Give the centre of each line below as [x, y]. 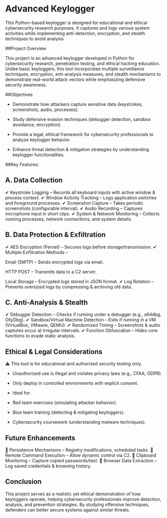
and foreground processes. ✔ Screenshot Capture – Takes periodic [74, 203]
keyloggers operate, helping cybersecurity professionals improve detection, [83, 499]
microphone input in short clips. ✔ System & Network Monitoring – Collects [82, 213]
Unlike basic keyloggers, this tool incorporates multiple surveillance [75, 69]
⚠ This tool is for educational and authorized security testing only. [74, 364]
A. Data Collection [34, 180]
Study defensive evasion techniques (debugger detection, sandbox [81, 119]
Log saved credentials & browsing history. [48, 466]
